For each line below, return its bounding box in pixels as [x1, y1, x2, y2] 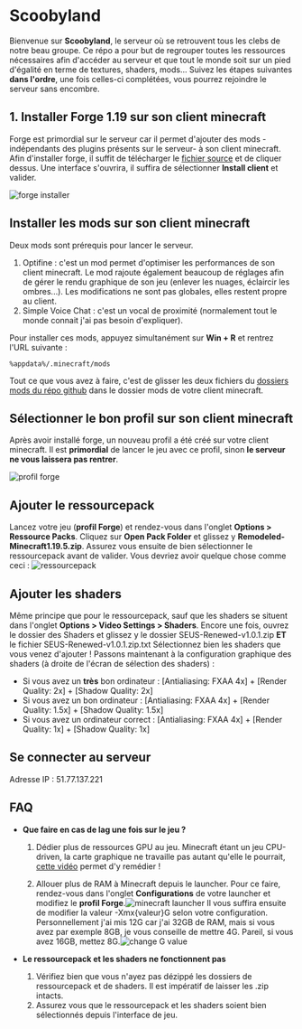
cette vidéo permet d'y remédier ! [35, 860, 160, 872]
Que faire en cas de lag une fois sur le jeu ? [22, 824, 187, 835]
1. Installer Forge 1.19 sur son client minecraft [9, 109, 267, 125]
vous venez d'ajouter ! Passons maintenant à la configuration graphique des [9, 649, 292, 659]
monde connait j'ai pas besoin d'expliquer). [22, 314, 183, 325]
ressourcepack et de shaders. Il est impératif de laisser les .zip [35, 980, 269, 991]
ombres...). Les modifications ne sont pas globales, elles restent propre [22, 285, 288, 296]
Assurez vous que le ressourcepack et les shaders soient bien [35, 999, 267, 1010]
